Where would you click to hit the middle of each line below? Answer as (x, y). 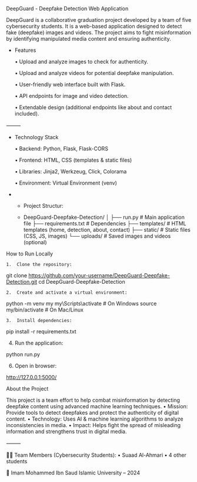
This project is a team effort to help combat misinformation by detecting (93, 400)
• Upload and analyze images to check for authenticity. (81, 62)
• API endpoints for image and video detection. (71, 96)
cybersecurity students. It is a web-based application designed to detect (94, 26)
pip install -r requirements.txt (41, 332)
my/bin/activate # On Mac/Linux (45, 310)
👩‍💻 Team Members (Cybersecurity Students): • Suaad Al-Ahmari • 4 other (96, 455)
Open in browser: (36, 366)
